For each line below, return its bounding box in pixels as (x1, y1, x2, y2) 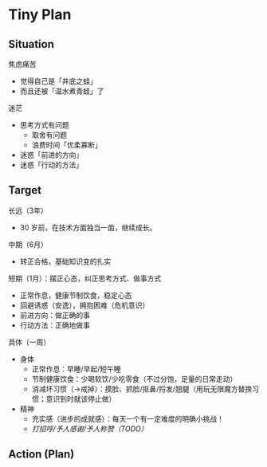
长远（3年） (8, 206, 48, 215)
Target (8, 183, 42, 197)
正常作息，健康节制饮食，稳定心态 (19, 290, 132, 300)
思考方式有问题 (19, 120, 69, 129)
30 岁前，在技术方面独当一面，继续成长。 (19, 222, 157, 232)
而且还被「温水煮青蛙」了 (19, 86, 104, 96)
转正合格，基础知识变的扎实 (19, 257, 112, 266)
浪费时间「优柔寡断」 (31, 140, 102, 149)
